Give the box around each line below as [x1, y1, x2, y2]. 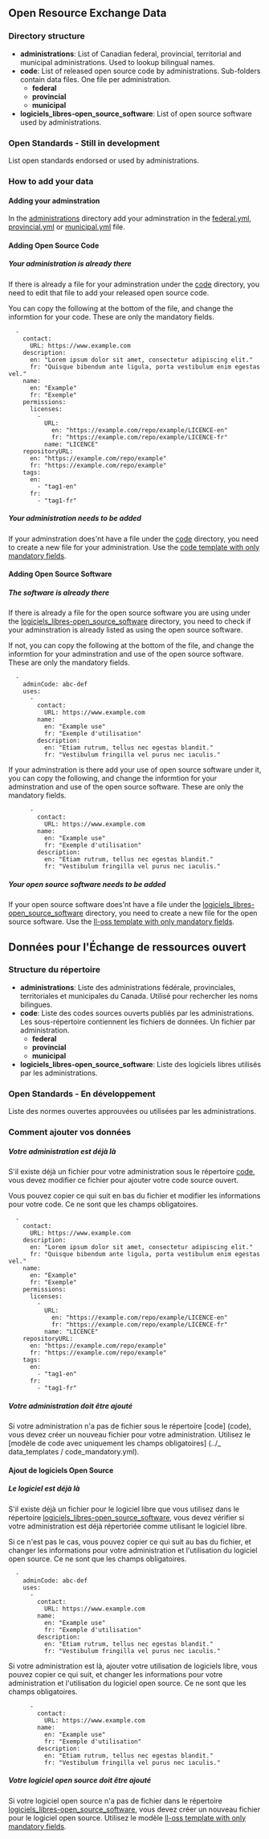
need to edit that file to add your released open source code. [8, 287, 210, 297]
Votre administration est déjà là [8, 1146, 116, 1156]
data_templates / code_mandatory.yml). [8, 1447, 140, 1457]
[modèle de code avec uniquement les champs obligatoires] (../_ [8, 1438, 222, 1448]
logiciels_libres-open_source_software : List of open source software [19, 109, 252, 118]
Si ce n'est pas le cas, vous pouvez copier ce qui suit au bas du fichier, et [8, 1536, 251, 1546]
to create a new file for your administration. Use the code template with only [8, 542, 260, 552]
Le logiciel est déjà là [8, 1484, 80, 1494]
